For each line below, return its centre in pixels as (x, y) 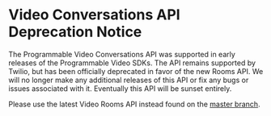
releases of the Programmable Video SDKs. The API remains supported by (132, 63)
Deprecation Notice (75, 32)
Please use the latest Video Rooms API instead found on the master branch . (134, 104)
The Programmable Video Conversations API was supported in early (122, 54)
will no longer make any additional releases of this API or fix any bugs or (129, 80)
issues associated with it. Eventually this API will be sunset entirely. (120, 88)
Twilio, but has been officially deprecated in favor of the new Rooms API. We (136, 71)
